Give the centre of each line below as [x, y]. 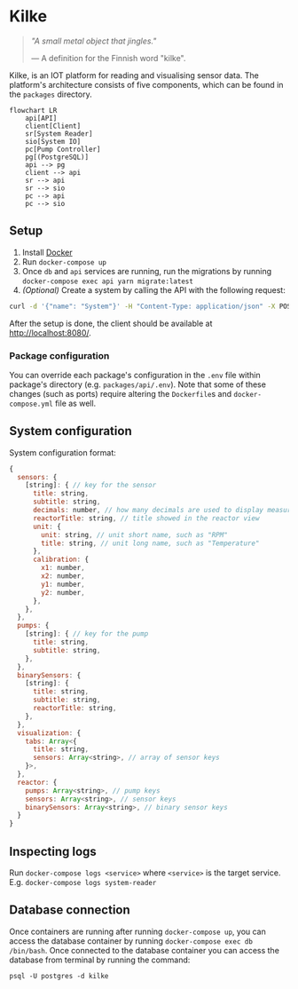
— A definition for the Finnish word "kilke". [108, 58]
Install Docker [47, 252]
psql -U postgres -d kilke [59, 976]
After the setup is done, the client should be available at [111, 323]
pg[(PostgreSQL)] [57, 157]
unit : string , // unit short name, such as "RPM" [134, 534]
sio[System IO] [53, 141]
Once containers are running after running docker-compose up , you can [137, 931]
